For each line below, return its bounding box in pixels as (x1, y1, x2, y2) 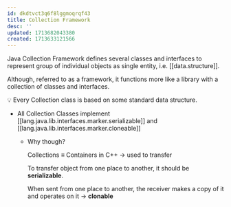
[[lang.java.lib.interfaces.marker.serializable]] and (16, 117, 158, 125)
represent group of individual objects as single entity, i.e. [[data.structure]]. (7, 62, 220, 70)
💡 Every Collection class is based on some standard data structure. (7, 96, 198, 104)
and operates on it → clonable (27, 192, 113, 200)
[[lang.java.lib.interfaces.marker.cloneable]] (16, 124, 141, 133)
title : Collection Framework (7, 17, 91, 23)
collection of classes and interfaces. (7, 83, 110, 91)
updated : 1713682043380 (7, 29, 76, 36)
